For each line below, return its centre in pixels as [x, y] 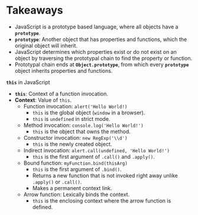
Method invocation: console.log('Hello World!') [83, 125]
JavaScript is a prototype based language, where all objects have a [96, 27]
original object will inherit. [46, 46]
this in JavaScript [28, 82]
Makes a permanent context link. [72, 188]
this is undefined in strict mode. [71, 118]
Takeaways [35, 10]
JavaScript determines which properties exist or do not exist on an [96, 52]
